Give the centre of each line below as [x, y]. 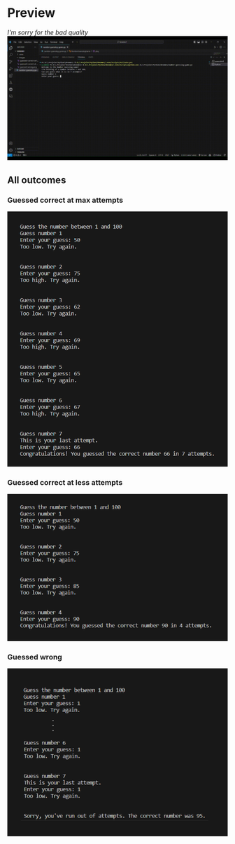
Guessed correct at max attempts [65, 200]
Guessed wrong [35, 657]
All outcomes [37, 180]
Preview [31, 13]
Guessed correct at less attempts [65, 482]
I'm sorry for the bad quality [48, 32]
